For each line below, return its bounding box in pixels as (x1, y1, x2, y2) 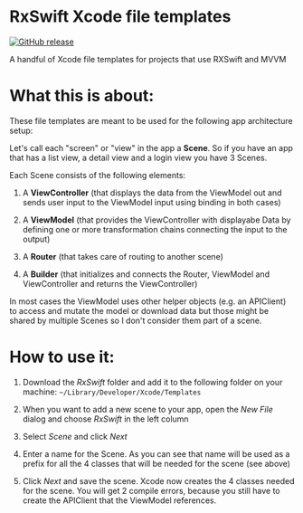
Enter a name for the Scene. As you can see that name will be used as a (22, 448, 290, 459)
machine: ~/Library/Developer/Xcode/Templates (22, 386, 202, 397)
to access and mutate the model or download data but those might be (9, 305, 270, 316)
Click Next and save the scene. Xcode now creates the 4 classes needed (22, 475, 295, 486)
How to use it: (9, 347, 115, 367)
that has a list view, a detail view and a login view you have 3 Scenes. (9, 152, 268, 163)
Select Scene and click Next (22, 431, 128, 442)
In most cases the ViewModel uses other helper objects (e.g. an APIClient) (9, 296, 287, 307)
